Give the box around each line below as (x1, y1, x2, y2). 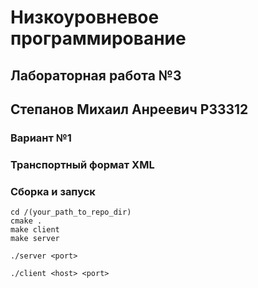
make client (10, 225, 60, 235)
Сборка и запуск (10, 184, 96, 198)
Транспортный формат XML (10, 157, 155, 171)
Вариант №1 (10, 131, 72, 145)
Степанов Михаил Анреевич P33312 (10, 101, 249, 118)
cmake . (10, 216, 43, 226)
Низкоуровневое (10, 6, 160, 29)
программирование (10, 27, 187, 50)
